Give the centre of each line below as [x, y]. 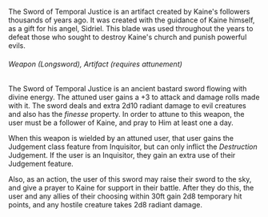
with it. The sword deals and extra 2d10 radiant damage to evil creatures [127, 106]
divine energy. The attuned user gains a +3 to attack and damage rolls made [134, 97]
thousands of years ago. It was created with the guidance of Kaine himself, [132, 20]
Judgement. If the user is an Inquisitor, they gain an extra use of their [122, 155]
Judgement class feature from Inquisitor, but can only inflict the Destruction [133, 147]
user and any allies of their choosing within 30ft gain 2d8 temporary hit [125, 196]
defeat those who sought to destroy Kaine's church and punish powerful [128, 37]
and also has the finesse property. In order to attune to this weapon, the [126, 115]
